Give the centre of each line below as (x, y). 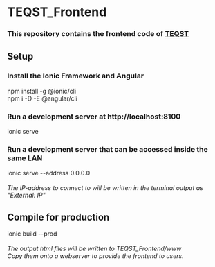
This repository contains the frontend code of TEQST (98, 34)
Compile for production (58, 217)
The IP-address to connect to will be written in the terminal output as (105, 188)
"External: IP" (27, 196)
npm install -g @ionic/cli (42, 91)
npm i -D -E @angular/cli (43, 98)
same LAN (25, 158)
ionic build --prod (32, 234)
